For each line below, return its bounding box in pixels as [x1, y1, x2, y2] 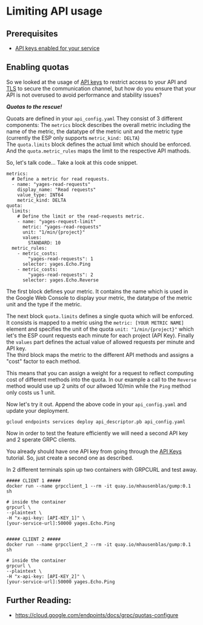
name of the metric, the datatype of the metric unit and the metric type [6, 128, 183, 135]
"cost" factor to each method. [6, 357, 81, 365]
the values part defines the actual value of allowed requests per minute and [6, 338, 195, 345]
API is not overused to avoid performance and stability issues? [6, 91, 162, 98]
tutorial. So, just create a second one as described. [6, 454, 134, 461]
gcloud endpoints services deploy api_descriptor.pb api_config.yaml [6, 418, 186, 425]
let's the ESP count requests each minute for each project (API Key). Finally [6, 331, 195, 339]
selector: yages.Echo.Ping [22, 261, 91, 267]
